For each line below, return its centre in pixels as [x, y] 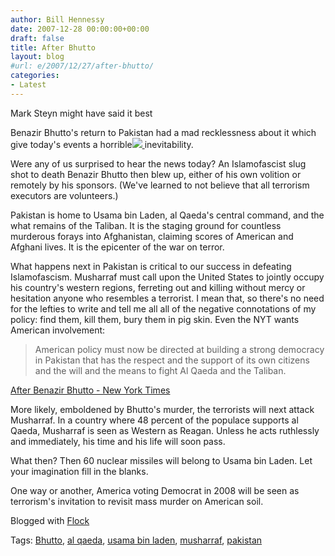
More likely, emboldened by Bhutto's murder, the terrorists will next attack [162, 409]
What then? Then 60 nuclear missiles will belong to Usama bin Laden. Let [161, 460]
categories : [35, 76]
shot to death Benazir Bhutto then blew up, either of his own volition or [156, 174]
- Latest [28, 85]
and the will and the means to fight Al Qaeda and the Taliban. [160, 370]
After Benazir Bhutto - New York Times [90, 390]
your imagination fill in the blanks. [79, 471]
